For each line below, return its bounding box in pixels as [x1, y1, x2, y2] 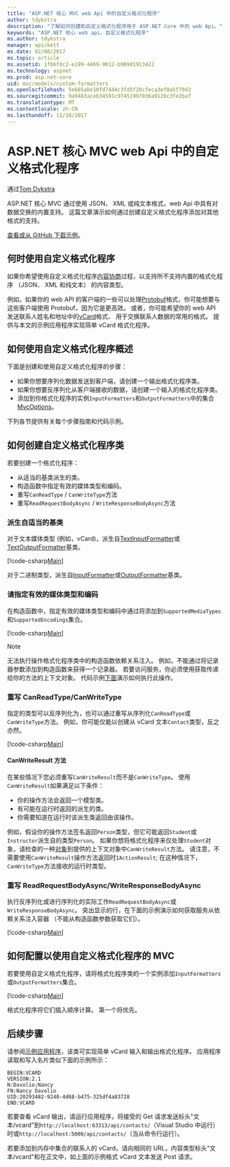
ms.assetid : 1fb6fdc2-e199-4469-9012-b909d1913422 [7, 61, 155, 68]
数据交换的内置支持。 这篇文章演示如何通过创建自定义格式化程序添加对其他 [7, 208, 219, 216]
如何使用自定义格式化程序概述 [7, 343, 133, 355]
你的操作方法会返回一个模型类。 [16, 796, 107, 805]
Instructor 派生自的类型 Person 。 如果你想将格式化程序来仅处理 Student [7, 836, 205, 844]
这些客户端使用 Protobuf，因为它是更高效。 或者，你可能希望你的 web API [7, 304, 216, 312]
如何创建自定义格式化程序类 [7, 439, 125, 451]
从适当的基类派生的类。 [16, 473, 84, 481]
